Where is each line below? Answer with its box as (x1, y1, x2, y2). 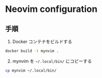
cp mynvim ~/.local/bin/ (5, 68, 57, 73)
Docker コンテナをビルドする (12, 39, 73, 44)
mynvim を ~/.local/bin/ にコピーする (12, 58, 92, 64)
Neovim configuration (5, 3, 98, 15)
